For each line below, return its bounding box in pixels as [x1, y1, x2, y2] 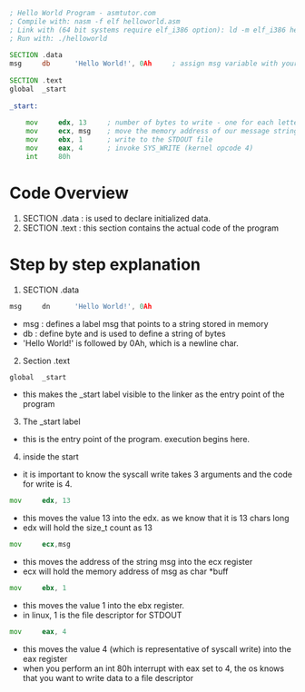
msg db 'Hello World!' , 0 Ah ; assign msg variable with [9, 59, 279, 68]
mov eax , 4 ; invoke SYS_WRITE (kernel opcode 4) [25, 143, 254, 153]
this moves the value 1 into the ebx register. [22, 600, 184, 610]
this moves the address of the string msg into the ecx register [22, 557, 253, 568]
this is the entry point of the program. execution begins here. [22, 434, 251, 445]
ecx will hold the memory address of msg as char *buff [22, 566, 229, 577]
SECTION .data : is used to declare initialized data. [22, 213, 212, 223]
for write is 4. [22, 479, 73, 489]
